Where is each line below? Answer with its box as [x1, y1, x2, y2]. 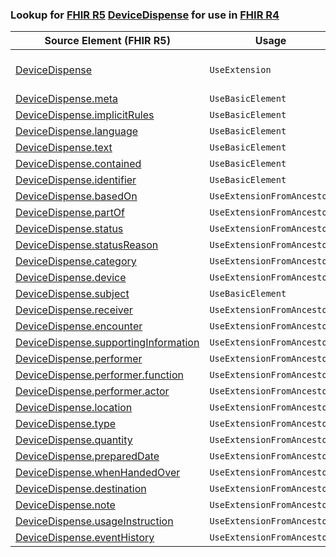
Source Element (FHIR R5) [44, 34, 171, 48]
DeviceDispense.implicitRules [15, 108, 155, 122]
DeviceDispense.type [15, 417, 117, 431]
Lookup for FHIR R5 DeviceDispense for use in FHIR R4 [10, 8, 280, 22]
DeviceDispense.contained [15, 157, 142, 171]
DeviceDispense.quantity [15, 433, 133, 447]
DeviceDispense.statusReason [15, 238, 159, 252]
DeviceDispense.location [15, 401, 133, 415]
